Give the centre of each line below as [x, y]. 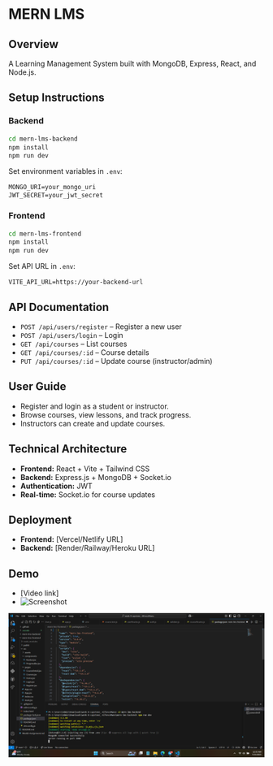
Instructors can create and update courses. [93, 423]
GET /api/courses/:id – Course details [84, 353]
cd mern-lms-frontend [45, 234]
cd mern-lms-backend [43, 139]
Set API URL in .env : [42, 266]
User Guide [37, 387]
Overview [34, 44]
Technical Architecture [68, 449]
